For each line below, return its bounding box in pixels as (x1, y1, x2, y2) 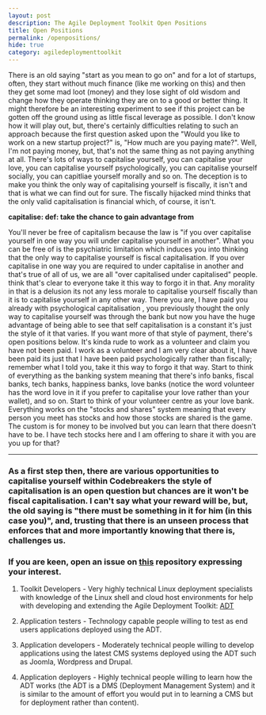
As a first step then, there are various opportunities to (8, 465, 219, 476)
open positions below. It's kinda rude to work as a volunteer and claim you (8, 337, 250, 346)
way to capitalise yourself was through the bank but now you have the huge (8, 312, 256, 321)
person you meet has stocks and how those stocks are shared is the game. (8, 413, 253, 422)
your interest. (8, 566, 62, 577)
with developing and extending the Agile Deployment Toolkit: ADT (19, 601, 234, 611)
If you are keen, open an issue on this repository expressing (8, 556, 243, 567)
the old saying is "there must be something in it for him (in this (8, 505, 253, 516)
